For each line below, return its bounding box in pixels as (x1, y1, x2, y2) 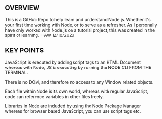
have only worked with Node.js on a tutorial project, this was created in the (5, 27, 155, 33)
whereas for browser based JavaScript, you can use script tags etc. (5, 108, 141, 114)
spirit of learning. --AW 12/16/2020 (5, 32, 75, 38)
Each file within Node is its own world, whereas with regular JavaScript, (5, 88, 149, 94)
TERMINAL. (5, 69, 28, 75)
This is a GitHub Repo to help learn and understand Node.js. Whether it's (5, 17, 151, 22)
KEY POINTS (5, 46, 44, 55)
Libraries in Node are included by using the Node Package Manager (5, 103, 141, 109)
